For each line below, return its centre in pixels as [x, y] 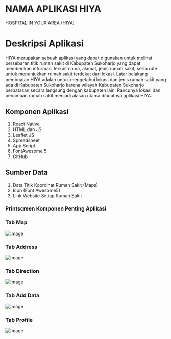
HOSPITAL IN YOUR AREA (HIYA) [40, 23]
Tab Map [16, 222]
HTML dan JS [27, 129]
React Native [26, 124]
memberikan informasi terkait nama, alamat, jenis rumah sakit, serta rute [81, 68]
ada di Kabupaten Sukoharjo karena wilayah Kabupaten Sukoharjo [75, 85]
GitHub [20, 157]
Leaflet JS [23, 135]
